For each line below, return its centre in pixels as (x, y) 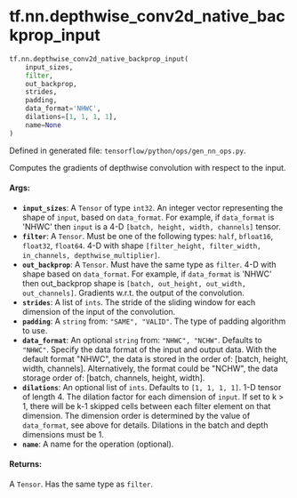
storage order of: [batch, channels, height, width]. (113, 378)
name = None (44, 125)
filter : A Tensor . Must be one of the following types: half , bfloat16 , (148, 236)
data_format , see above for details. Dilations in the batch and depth (145, 425)
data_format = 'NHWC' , (63, 108)
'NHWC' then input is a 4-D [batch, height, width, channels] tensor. (152, 226)
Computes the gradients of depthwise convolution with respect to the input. (148, 167)
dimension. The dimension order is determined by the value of (136, 415)
